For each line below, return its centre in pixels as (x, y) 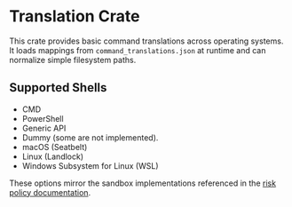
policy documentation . (50, 192)
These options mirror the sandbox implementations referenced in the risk (143, 183)
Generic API (44, 128)
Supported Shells (58, 88)
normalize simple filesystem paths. (73, 60)
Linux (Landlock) (53, 156)
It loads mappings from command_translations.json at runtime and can (138, 50)
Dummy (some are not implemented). (90, 137)
